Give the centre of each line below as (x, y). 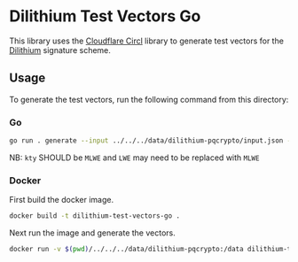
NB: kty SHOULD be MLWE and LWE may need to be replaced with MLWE (134, 158)
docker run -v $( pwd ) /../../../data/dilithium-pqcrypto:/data (126, 250)
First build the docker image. (61, 200)
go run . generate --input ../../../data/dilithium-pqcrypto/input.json (146, 141)
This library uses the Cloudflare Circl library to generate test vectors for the (146, 41)
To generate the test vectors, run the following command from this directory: (149, 99)
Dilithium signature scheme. (60, 50)
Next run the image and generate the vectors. (92, 233)
